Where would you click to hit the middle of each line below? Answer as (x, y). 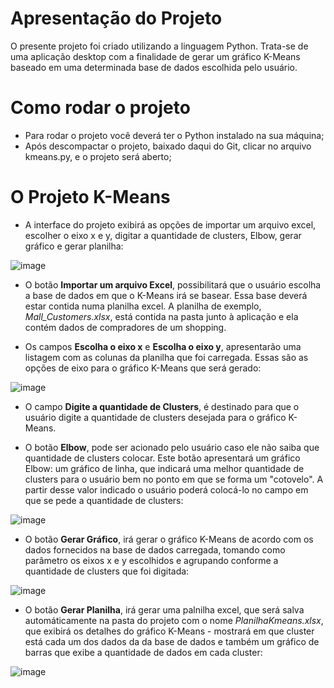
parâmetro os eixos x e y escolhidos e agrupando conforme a (151, 560)
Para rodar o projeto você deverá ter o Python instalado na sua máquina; (174, 135)
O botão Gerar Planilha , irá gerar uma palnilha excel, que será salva (164, 609)
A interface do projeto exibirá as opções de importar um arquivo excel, (170, 224)
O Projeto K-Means (90, 197)
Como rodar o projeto (100, 108)
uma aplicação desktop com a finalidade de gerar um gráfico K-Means (155, 56)
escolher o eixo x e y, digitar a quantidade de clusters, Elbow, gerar (163, 235)
